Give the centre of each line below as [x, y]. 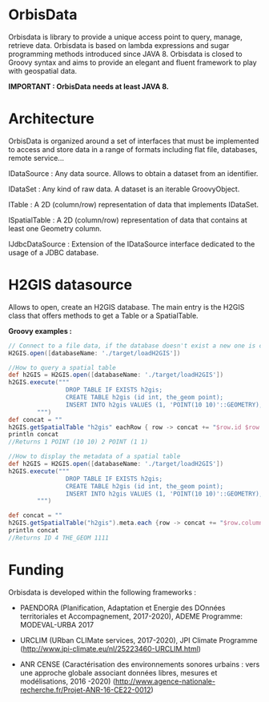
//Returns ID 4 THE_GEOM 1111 [59, 538]
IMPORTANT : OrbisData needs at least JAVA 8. [89, 86]
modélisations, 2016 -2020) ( [68, 681]
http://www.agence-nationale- [165, 681]
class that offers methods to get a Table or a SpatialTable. [103, 315]
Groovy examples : [40, 331]
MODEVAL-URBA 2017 [57, 624]
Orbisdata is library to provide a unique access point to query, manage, [125, 37]
